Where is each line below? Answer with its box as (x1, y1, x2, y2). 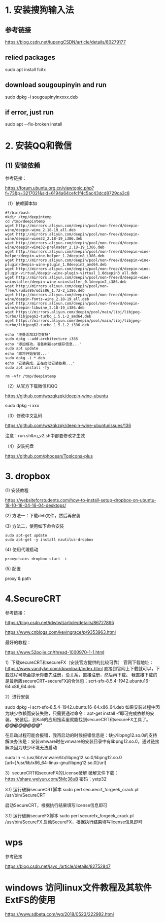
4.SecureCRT (5, 593, 62, 604)
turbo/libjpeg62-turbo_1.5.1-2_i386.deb (5, 323, 90, 328)
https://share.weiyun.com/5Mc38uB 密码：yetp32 (5, 776, 107, 782)
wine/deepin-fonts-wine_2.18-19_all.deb (5, 297, 90, 302)
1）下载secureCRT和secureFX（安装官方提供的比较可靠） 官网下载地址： (5, 659, 154, 665)
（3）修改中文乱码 (5, 413, 43, 419)
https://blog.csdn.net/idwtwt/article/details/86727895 (5, 620, 114, 626)
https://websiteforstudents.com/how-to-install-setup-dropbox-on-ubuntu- (5, 497, 157, 503)
